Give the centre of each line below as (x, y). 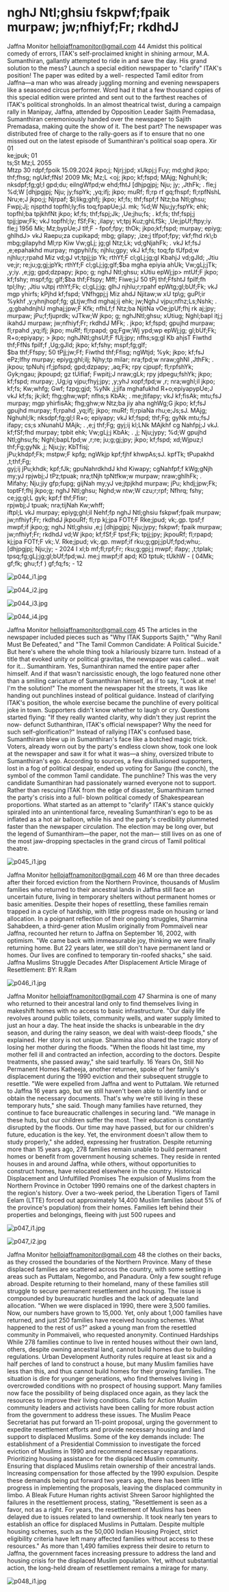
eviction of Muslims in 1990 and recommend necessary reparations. (103, 1451)
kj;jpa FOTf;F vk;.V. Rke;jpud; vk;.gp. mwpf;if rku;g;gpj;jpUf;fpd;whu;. (105, 541)
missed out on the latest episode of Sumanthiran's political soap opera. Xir (112, 141)
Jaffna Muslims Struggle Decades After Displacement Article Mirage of (107, 962)
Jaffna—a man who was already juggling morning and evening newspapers (113, 82)
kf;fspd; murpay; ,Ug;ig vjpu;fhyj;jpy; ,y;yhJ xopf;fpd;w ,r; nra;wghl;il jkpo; (111, 381)
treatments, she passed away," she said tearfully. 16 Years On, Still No (105, 1061)
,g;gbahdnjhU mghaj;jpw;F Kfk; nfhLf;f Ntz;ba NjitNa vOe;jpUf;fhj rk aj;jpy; (111, 308)
